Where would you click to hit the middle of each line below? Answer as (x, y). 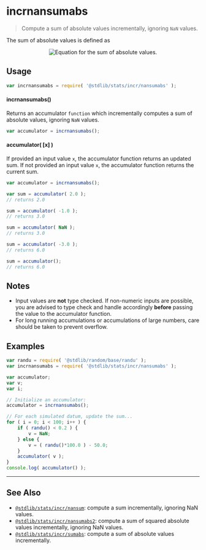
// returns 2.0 (26, 200)
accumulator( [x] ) (30, 145)
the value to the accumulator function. (63, 314)
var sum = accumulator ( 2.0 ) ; (46, 194)
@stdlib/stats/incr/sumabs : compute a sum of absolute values (95, 533)
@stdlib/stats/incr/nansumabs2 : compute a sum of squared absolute (102, 521)
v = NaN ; (40, 434)
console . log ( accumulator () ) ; (46, 468)
